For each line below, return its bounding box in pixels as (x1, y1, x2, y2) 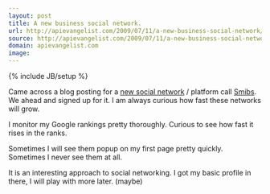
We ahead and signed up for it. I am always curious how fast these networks (8, 96, 261, 105)
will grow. (8, 104, 40, 114)
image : (8, 49, 31, 57)
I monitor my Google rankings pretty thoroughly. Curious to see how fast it (8, 120, 254, 129)
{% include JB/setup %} (8, 72, 88, 80)
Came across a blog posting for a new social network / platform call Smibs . (8, 87, 257, 97)
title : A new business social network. (8, 19, 142, 27)
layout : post (8, 11, 52, 20)
